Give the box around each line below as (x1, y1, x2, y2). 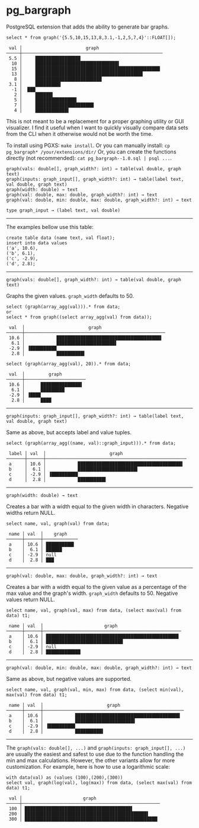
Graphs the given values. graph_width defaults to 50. (6, 292, 134, 300)
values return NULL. (6, 595, 55, 603)
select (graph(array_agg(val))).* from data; (6, 304, 120, 310)
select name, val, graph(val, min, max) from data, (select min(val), (6, 686, 184, 693)
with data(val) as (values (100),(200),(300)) (6, 775, 123, 781)
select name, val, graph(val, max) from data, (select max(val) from (6, 607, 182, 613)
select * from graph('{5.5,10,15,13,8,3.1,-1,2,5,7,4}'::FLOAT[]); (6, 34, 176, 40)
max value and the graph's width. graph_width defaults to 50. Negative (6, 590, 178, 597)
